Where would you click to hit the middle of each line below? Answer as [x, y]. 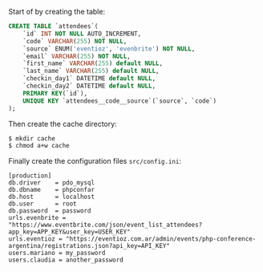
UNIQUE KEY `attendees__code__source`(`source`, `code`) [120, 101]
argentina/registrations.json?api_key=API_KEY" [89, 246]
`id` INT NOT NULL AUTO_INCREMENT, [82, 34]
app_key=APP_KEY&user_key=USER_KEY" [69, 232]
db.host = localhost [51, 197]
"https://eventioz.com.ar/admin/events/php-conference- [161, 239]
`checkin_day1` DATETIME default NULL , [89, 79]
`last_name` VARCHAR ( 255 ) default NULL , [91, 71]
